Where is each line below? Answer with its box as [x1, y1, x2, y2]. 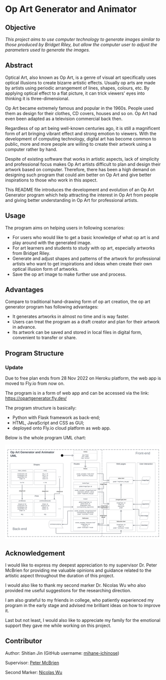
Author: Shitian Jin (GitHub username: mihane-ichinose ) [5, 650, 120, 656]
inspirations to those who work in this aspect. [5, 177, 98, 183]
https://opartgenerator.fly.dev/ [5, 395, 67, 401]
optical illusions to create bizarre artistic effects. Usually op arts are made [5, 79, 156, 85]
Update [5, 364, 23, 371]
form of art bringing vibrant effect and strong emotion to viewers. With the [5, 130, 157, 136]
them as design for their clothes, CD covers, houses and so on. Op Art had [5, 110, 158, 116]
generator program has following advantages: [5, 304, 99, 310]
